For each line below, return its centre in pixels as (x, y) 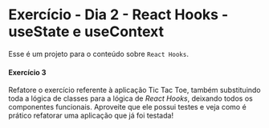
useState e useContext (86, 32)
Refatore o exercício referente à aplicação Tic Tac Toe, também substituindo (134, 90)
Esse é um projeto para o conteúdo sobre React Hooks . (98, 54)
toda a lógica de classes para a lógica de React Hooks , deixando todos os (130, 98)
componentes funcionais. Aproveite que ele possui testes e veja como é (127, 107)
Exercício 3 (27, 72)
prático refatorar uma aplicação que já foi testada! (91, 116)
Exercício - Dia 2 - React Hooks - (118, 15)
